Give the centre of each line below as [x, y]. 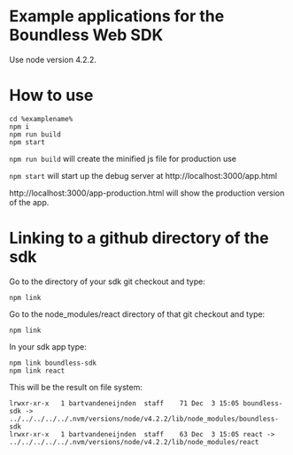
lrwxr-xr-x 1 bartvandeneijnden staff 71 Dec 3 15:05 [124, 403]
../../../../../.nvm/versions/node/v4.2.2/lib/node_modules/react [134, 442]
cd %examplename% [41, 119]
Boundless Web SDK [86, 35]
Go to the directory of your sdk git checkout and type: [107, 281]
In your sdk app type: [48, 346]
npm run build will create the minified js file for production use [123, 158]
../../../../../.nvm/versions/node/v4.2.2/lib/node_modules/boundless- [144, 419]
